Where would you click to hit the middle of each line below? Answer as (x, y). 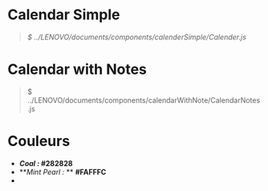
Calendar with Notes (77, 69)
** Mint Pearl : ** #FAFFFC (63, 172)
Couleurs (39, 141)
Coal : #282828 (46, 163)
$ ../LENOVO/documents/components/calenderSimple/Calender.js (136, 37)
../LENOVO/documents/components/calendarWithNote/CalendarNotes (144, 100)
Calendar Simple (64, 15)
